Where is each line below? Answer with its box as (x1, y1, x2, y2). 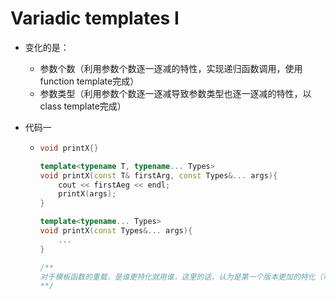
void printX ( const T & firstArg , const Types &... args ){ (39, 170, 278, 181)
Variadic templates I (10, 7, 180, 30)
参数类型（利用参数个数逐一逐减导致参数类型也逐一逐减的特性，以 (39, 87, 312, 99)
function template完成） (39, 75, 140, 87)
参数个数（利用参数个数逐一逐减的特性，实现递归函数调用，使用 (39, 62, 303, 74)
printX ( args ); (58, 189, 117, 199)
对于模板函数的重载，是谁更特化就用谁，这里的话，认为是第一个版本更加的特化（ (39, 272, 323, 282)
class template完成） (39, 100, 127, 112)
